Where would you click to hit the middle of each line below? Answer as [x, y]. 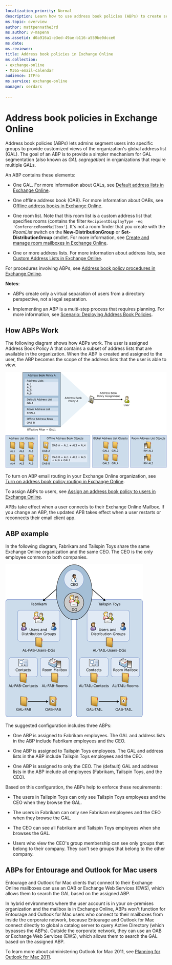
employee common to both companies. [47, 557]
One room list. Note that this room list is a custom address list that [82, 215]
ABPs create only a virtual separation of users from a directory [79, 293]
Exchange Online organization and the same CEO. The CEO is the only [79, 552]
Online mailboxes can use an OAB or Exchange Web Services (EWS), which [85, 888]
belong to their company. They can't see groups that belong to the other [89, 849]
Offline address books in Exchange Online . [58, 206]
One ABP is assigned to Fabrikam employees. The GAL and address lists [89, 735]
